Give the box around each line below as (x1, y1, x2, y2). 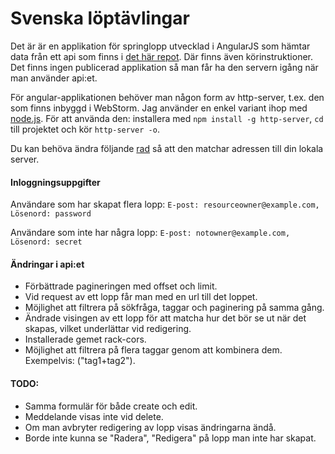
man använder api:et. (10, 72, 98, 84)
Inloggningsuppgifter (10, 176, 101, 188)
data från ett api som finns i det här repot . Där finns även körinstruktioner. (10, 50, 314, 62)
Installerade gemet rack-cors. (24, 333, 147, 346)
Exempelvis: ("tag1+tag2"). (24, 355, 136, 367)
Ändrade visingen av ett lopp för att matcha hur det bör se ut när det (24, 312, 307, 324)
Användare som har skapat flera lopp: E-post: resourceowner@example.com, (10, 198, 320, 211)
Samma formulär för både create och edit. (24, 400, 198, 412)
